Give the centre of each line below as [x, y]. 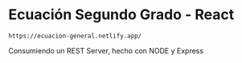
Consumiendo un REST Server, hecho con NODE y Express [106, 50]
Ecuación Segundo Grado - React [121, 15]
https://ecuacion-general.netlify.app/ [75, 36]
